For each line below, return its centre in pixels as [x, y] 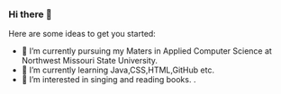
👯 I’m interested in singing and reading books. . [109, 80]
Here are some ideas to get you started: [82, 34]
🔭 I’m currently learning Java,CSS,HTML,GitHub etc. [118, 70]
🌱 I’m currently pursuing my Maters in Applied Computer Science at [146, 51]
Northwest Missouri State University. [90, 61]
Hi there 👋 [31, 14]
